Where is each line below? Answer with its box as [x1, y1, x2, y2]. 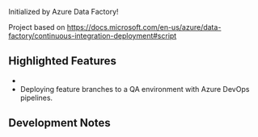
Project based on [8, 23, 66, 31]
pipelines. [19, 93, 53, 102]
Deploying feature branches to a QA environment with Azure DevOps [19, 84, 250, 93]
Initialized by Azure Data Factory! [8, 7, 119, 16]
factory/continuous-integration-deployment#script [8, 31, 177, 40]
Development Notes [8, 116, 111, 130]
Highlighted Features [8, 54, 117, 68]
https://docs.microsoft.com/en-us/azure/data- [66, 23, 222, 31]
